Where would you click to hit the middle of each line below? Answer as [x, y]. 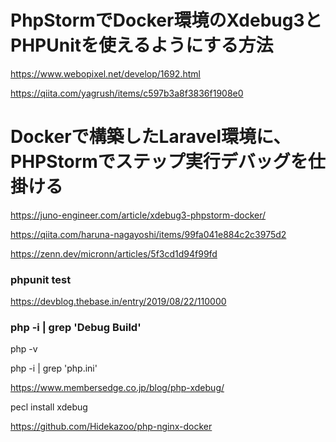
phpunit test [41, 279]
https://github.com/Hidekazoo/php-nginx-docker [111, 427]
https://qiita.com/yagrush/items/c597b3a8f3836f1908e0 [127, 93]
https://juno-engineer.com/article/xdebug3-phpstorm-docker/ [138, 215]
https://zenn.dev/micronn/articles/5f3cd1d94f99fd [114, 253]
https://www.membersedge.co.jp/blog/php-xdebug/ [117, 388]
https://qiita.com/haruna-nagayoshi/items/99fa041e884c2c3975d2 [148, 234]
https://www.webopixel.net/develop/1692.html [105, 73]
